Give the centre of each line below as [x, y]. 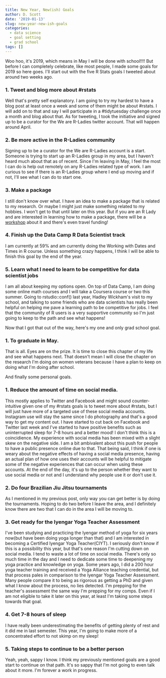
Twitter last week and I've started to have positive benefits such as [73, 427]
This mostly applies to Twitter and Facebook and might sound [68, 401]
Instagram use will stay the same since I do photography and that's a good [81, 417]
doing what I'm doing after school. [40, 367]
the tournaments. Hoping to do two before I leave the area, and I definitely [81, 504]
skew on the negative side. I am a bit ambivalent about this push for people [82, 443]
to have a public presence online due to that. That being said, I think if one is [83, 448]
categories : [17, 28]
